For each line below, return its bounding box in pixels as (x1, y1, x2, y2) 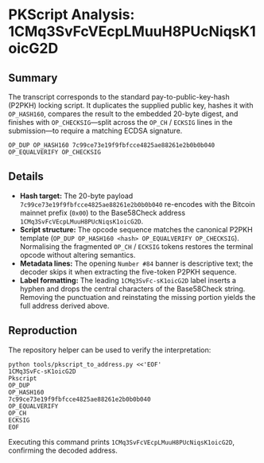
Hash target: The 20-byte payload (19, 191, 134, 200)
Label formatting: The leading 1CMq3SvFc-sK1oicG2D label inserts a (19, 275, 237, 285)
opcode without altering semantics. (19, 250, 136, 259)
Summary (8, 71, 58, 84)
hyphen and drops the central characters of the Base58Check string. (19, 284, 246, 294)
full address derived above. (19, 301, 110, 310)
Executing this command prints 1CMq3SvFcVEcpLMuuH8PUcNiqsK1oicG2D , (8, 437, 235, 446)
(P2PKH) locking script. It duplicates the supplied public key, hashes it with (8, 101, 254, 110)
